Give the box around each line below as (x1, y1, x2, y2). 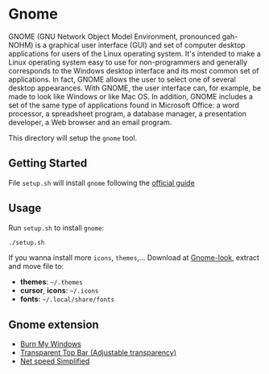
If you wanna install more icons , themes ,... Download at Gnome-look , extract (8, 253, 260, 263)
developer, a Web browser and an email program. (8, 117, 172, 127)
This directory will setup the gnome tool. (8, 132, 138, 142)
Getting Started (8, 157, 88, 170)
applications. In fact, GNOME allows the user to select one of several (8, 74, 236, 84)
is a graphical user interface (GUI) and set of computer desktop (35, 40, 246, 49)
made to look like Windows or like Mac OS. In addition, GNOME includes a (8, 91, 254, 101)
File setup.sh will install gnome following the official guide (8, 178, 195, 187)
